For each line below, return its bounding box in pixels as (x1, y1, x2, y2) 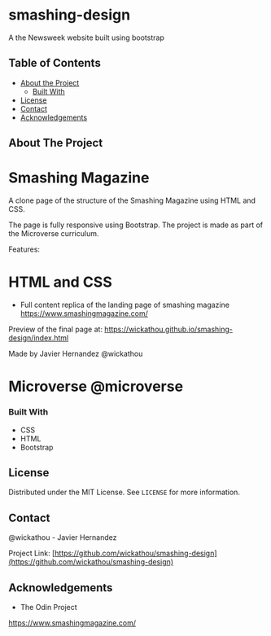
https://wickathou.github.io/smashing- (104, 324, 234, 335)
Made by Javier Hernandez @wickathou (8, 349, 143, 359)
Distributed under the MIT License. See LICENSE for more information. (8, 487, 240, 498)
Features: (8, 244, 41, 254)
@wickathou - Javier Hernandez (8, 533, 117, 542)
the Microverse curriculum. (8, 229, 99, 239)
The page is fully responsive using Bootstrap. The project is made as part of (8, 220, 264, 230)
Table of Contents (8, 56, 102, 70)
